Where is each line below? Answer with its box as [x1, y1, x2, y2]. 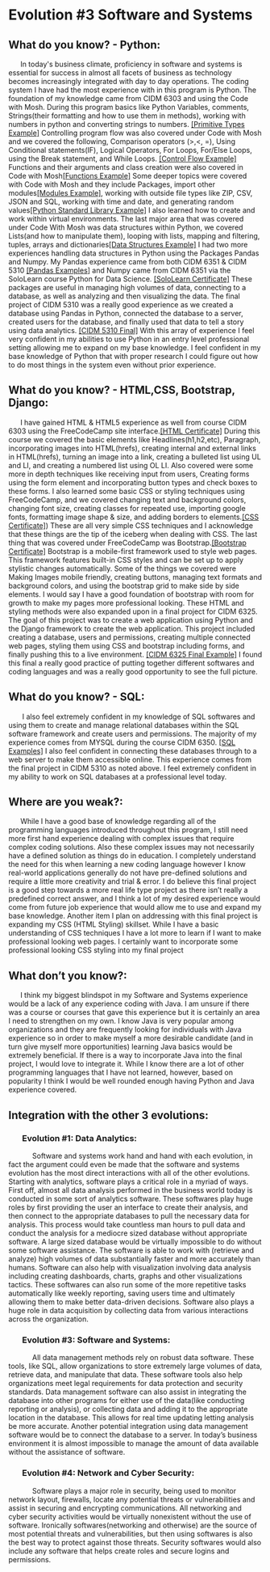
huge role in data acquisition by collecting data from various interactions [8, 1305, 248, 1315]
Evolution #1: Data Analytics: [22, 1132, 137, 1143]
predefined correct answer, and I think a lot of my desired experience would [8, 894, 260, 903]
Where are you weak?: [8, 795, 123, 809]
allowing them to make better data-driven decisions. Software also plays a [8, 1296, 255, 1307]
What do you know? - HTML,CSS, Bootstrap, [8, 383, 235, 397]
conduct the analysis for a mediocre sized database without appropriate [8, 1228, 247, 1238]
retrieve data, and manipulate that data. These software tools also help [8, 1370, 243, 1380]
